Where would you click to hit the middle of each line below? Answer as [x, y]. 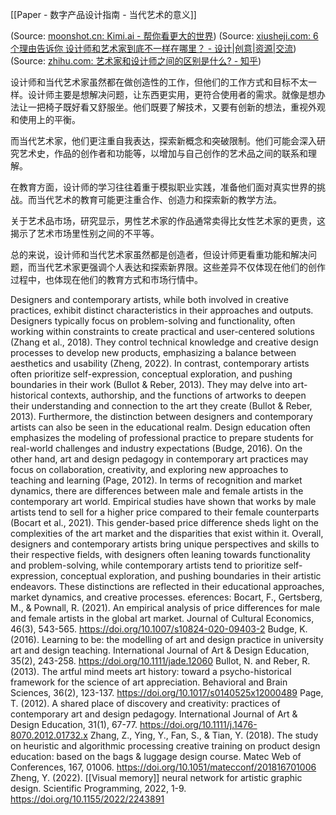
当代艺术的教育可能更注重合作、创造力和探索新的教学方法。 [159, 199]
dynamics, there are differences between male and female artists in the [157, 491]
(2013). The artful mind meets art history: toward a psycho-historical [151, 671]
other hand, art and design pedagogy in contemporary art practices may [159, 459]
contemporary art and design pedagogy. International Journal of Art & [154, 714]
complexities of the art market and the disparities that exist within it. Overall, [167, 533]
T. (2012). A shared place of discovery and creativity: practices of [145, 703]
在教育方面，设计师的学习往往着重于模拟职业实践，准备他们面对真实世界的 [163, 187]
